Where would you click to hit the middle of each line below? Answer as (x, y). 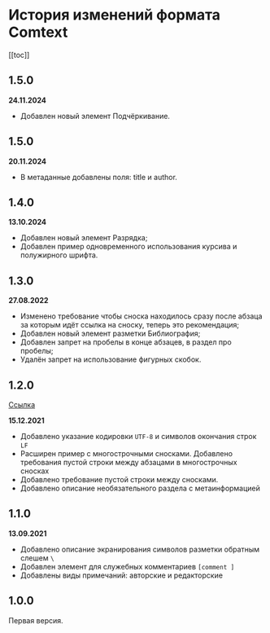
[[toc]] (19, 55)
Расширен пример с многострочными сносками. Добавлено (126, 453)
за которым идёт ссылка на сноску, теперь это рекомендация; (130, 325)
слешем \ (37, 558)
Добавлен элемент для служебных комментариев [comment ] (127, 566)
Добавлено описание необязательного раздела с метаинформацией (140, 488)
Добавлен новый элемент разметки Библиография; (110, 334)
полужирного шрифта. (59, 255)
